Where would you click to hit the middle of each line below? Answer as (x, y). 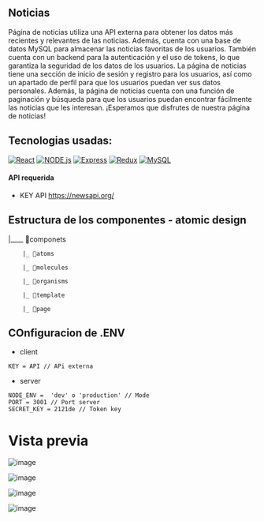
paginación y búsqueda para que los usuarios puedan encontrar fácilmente (130, 99)
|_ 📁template (44, 295)
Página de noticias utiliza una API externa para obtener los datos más (121, 32)
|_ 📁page (37, 309)
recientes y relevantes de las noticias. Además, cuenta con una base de (125, 40)
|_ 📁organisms (45, 281)
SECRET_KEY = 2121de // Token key (65, 410)
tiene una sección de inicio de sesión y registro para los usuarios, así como (130, 73)
